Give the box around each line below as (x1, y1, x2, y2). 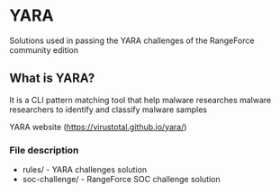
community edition (9, 44, 79, 55)
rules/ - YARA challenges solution (22, 164, 147, 175)
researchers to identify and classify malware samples (9, 104, 208, 115)
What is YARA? (9, 71, 95, 86)
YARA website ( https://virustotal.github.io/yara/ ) (9, 121, 187, 132)
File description (9, 144, 79, 156)
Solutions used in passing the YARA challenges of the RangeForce (9, 35, 255, 46)
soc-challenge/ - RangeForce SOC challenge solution (22, 174, 221, 185)
